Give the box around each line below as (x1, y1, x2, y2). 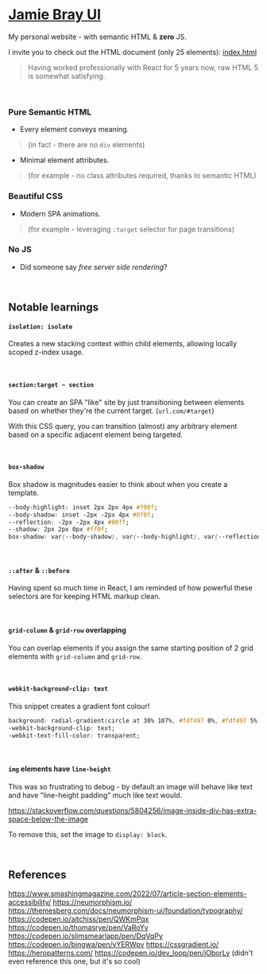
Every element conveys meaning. (19, 125, 130, 134)
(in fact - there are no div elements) (27, 140, 145, 150)
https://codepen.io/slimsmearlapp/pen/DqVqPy (8, 931, 163, 941)
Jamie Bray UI (8, 6, 102, 24)
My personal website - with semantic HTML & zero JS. (8, 32, 187, 41)
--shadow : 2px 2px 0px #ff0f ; (8, 525, 109, 534)
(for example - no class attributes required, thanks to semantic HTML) (27, 171, 257, 181)
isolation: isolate (8, 322, 73, 331)
